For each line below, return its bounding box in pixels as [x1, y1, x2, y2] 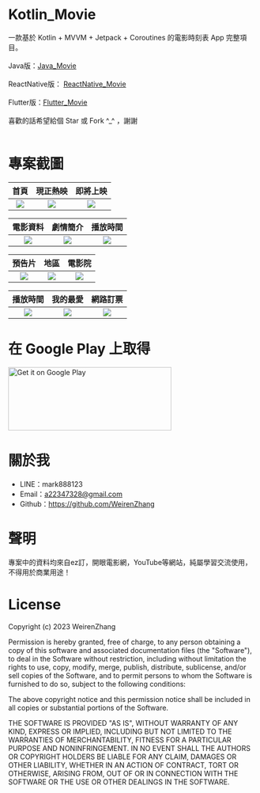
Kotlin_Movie [8, 6, 96, 24]
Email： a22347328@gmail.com [19, 489, 122, 499]
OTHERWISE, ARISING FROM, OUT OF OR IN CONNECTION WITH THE [8, 768, 239, 778]
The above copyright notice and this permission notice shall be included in [8, 694, 251, 704]
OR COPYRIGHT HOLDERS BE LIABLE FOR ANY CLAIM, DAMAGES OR [8, 752, 237, 761]
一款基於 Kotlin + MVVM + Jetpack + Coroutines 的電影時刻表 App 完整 [8, 32, 240, 42]
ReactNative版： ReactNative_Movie [8, 79, 126, 89]
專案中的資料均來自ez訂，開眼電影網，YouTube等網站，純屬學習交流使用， [8, 557, 253, 567]
